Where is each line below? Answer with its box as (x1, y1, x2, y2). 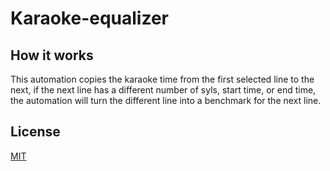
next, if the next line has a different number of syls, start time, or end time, (10, 84, 317, 96)
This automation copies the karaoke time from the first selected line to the (10, 73, 315, 85)
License (10, 123, 61, 141)
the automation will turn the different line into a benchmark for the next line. (10, 95, 322, 106)
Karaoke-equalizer (10, 7, 169, 30)
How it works (10, 47, 94, 64)
